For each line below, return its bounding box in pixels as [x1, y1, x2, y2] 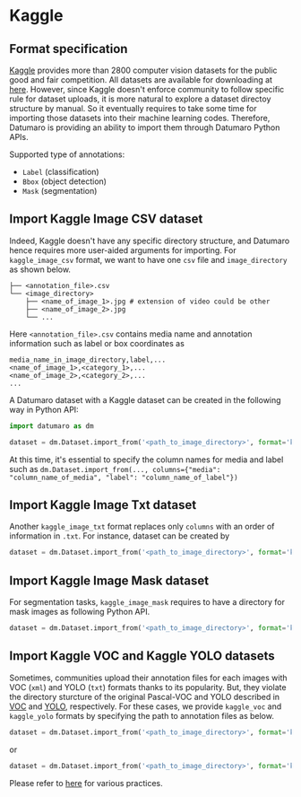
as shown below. [9, 264, 72, 275]
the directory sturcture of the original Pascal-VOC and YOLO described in [9, 691, 280, 702]
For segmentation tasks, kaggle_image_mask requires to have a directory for [9, 597, 285, 608]
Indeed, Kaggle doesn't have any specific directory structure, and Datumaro [9, 235, 290, 246]
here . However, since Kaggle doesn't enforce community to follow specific [9, 84, 285, 94]
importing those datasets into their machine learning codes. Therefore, [9, 113, 271, 123]
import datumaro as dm [9, 421, 94, 431]
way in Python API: [9, 404, 79, 415]
